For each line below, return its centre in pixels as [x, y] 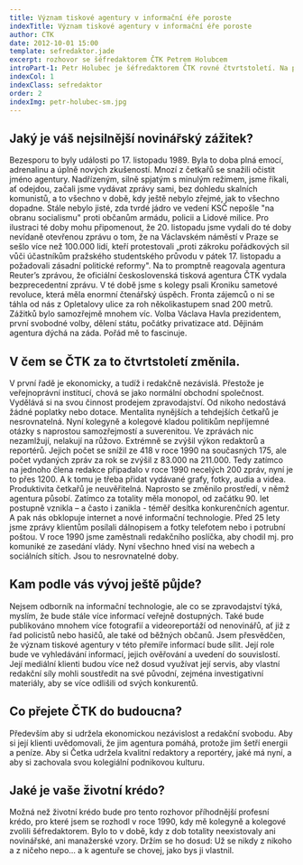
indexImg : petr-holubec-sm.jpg [68, 102]
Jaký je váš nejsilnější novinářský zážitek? [132, 138]
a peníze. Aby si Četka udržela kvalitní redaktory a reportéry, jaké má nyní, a [151, 752]
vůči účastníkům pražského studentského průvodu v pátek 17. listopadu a [145, 256]
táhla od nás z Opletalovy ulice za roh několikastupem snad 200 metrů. [141, 305]
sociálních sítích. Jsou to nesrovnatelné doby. [94, 556]
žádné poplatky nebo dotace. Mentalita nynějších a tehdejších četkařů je [144, 412]
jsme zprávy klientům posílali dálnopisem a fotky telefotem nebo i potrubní [147, 527]
